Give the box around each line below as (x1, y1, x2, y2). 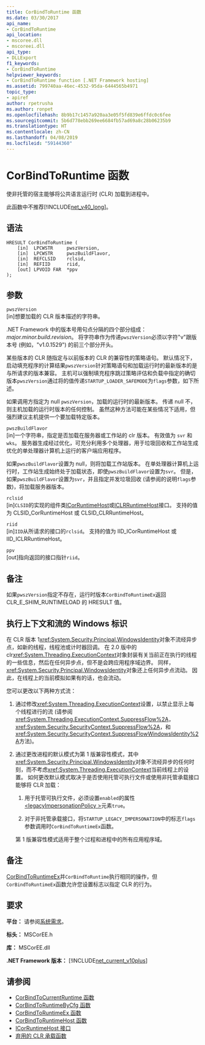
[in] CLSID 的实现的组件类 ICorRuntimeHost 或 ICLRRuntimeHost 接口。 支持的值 (6, 502, 198, 509)
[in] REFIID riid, (17, 261, 81, 267)
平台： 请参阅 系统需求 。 (6, 917, 67, 925)
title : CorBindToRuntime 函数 (6, 9, 81, 15)
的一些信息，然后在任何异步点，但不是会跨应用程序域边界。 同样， (6, 658, 174, 666)
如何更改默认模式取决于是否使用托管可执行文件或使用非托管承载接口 (27, 773, 199, 780)
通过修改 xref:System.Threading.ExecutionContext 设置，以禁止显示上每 (15, 700, 195, 707)
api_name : (6, 20, 32, 26)
